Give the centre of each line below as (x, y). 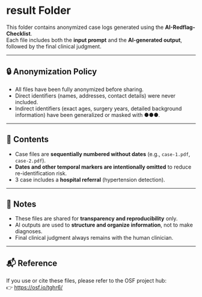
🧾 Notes (21, 204)
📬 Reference (32, 263)
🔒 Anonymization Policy (52, 72)
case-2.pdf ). (30, 160)
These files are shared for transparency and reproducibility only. (96, 219)
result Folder (38, 11)
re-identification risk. (41, 173)
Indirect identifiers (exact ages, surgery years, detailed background (98, 108)
